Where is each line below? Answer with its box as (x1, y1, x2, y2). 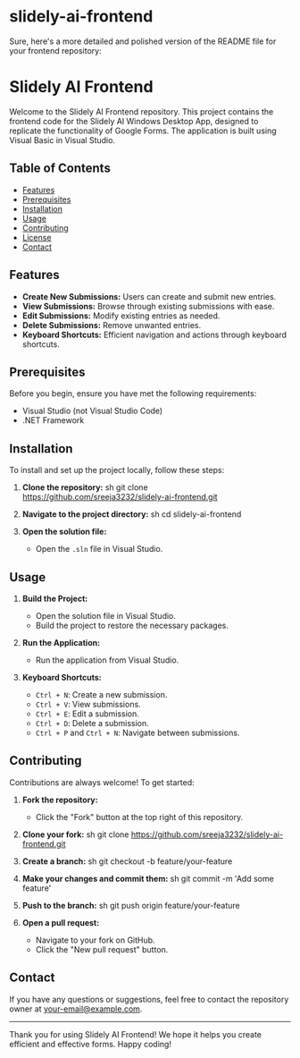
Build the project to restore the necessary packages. (35, 620, 229, 631)
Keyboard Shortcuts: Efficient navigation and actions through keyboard (21, 329, 287, 340)
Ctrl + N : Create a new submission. (35, 689, 168, 699)
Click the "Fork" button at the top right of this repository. (35, 811, 244, 822)
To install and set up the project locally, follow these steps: (9, 465, 225, 476)
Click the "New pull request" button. (35, 944, 169, 954)
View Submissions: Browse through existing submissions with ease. (21, 300, 275, 311)
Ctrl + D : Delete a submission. (35, 717, 149, 728)
